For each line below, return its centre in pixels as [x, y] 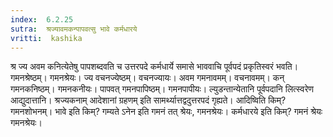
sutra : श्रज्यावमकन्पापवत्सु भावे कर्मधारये [74, 29]
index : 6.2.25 [42, 19]
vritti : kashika [46, 38]
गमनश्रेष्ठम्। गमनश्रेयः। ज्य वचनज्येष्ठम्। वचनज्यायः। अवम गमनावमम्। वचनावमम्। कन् [147, 78]
